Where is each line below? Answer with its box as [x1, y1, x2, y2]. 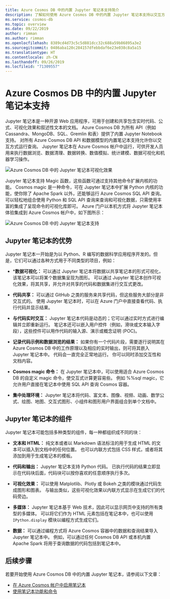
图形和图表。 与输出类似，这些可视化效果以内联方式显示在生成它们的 [17, 487, 160, 493]
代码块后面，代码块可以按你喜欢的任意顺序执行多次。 [21, 469, 133, 476]
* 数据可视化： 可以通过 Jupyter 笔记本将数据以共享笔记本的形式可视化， [12, 268, 163, 274]
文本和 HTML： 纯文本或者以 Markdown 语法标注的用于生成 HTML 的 [12, 440, 157, 446]
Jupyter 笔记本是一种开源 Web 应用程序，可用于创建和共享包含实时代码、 [5, 118, 159, 124]
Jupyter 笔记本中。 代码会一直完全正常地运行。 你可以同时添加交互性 [12, 351, 157, 357]
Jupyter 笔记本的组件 [5, 415, 72, 423]
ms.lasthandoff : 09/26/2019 [5, 59, 65, 65]
